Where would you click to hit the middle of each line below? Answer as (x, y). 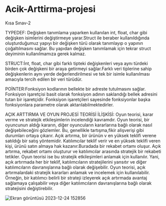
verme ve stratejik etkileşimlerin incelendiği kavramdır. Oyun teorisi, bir (77, 119)
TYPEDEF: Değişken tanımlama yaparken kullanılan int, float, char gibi (76, 32)
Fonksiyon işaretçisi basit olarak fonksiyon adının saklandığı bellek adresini (81, 94)
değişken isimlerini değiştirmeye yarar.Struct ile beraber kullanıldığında (77, 38)
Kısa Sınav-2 (18, 23)
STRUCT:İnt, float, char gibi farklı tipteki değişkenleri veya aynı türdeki (77, 63)
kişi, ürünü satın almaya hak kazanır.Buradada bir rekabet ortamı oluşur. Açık (83, 146)
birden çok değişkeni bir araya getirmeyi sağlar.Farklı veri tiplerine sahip (79, 69)
